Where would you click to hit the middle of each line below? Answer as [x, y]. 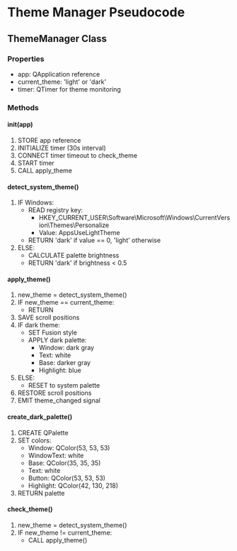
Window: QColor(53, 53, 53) [69, 447]
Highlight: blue [60, 371]
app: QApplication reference [59, 74]
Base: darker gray [64, 363]
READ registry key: [56, 210]
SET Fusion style [53, 333]
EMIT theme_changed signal [59, 400]
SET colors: [34, 440]
